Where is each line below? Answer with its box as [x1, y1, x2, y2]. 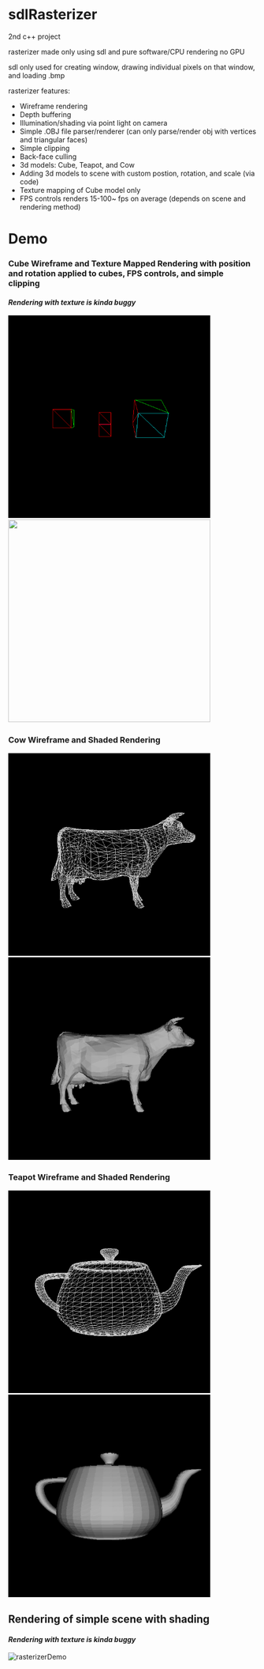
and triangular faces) [19, 134, 88, 144]
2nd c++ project [8, 32, 61, 41]
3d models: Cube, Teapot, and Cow [19, 160, 136, 169]
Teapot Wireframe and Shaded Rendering [8, 1172, 171, 1183]
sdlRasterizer [8, 6, 98, 24]
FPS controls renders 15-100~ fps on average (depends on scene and [19, 194, 246, 203]
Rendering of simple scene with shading [8, 1613, 210, 1626]
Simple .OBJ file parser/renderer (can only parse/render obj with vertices [19, 126, 257, 136]
